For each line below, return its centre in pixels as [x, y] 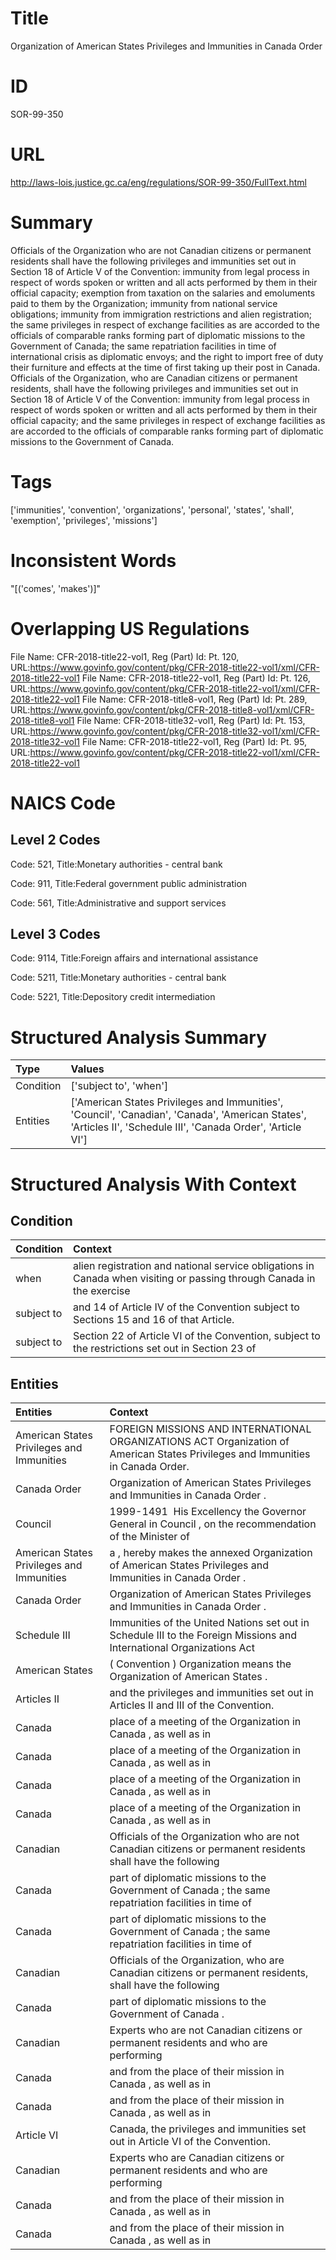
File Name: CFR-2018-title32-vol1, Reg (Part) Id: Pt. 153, [191, 720]
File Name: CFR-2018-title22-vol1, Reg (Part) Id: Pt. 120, [125, 656]
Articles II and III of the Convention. [192, 1705]
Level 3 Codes [55, 933]
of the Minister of [150, 1537]
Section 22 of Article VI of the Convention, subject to [197, 1336]
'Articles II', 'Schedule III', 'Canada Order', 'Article [186, 1127]
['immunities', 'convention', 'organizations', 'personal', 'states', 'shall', [152, 509]
